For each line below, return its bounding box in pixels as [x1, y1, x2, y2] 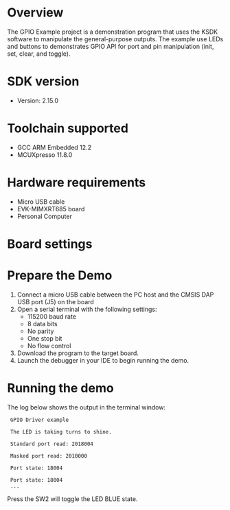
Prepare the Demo [7, 268, 113, 284]
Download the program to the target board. [16, 349, 139, 357]
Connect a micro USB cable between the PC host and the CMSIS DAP [16, 290, 214, 299]
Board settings [7, 236, 93, 252]
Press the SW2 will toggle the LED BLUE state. [7, 494, 138, 503]
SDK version [7, 74, 80, 89]
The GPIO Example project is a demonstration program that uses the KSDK [7, 28, 218, 36]
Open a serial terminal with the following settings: [16, 305, 157, 313]
